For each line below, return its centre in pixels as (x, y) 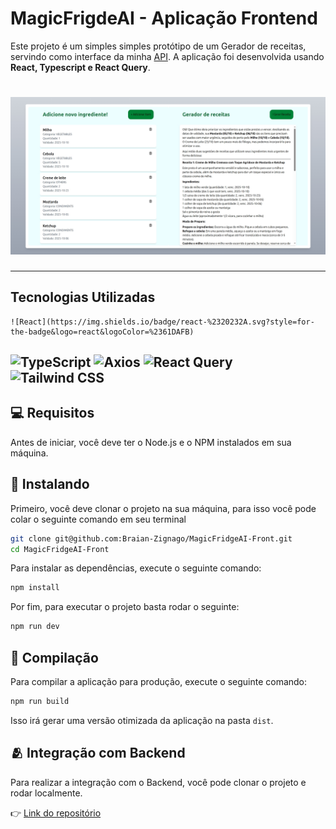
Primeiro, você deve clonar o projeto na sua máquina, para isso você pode (163, 508)
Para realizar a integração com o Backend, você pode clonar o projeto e (158, 782)
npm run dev (35, 627)
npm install (35, 588)
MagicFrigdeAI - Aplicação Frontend (164, 18)
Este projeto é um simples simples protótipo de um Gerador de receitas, (158, 46)
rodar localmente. (46, 793)
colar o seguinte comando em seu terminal (98, 519)
